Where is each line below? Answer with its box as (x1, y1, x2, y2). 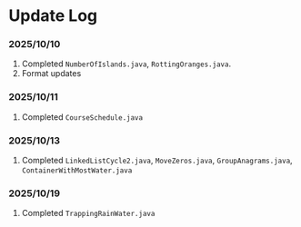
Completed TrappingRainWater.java (21, 208, 156, 219)
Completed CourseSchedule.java (21, 111, 143, 123)
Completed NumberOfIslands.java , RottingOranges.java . (21, 58, 232, 69)
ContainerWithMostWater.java (21, 166, 133, 175)
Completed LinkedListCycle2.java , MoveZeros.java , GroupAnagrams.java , (21, 155, 293, 166)
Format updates (21, 68, 82, 79)
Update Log (8, 5, 98, 26)
